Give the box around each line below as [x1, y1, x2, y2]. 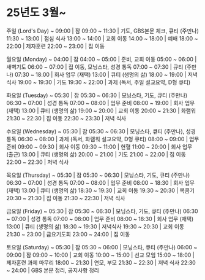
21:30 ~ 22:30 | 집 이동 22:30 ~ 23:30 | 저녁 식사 [6, 114, 127, 122]
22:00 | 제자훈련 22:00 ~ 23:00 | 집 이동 [6, 42, 105, 50]
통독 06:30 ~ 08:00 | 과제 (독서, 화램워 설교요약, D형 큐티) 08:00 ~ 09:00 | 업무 [6, 135, 199, 142]
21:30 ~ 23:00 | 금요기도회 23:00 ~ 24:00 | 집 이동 [6, 230, 130, 238]
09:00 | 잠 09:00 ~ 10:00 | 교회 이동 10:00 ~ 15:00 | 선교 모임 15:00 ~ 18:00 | [6, 251, 195, 259]
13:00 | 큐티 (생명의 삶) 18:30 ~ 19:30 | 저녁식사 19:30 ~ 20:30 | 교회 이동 [6, 222, 185, 230]
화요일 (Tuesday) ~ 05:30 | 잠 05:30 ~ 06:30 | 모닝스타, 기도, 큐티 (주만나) [6, 91, 188, 99]
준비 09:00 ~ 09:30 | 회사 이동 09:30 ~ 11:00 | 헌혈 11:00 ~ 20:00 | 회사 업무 [6, 142, 193, 150]
